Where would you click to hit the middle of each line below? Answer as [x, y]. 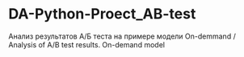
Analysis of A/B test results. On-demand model [87, 44]
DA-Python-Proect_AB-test [102, 14]
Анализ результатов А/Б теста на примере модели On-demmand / [122, 36]
